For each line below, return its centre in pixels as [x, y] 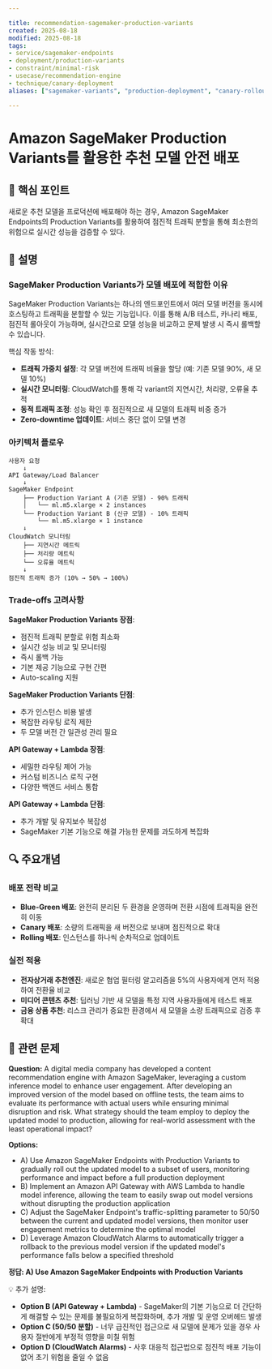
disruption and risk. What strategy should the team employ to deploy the [129, 1111]
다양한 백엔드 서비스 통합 [59, 787]
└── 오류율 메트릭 [49, 563]
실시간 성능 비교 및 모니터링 [64, 646]
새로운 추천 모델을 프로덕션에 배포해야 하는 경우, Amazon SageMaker [119, 211]
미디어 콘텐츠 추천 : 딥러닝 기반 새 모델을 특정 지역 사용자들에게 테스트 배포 [136, 1000]
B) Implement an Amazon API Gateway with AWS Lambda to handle [132, 1186]
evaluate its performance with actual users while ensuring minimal [119, 1103]
